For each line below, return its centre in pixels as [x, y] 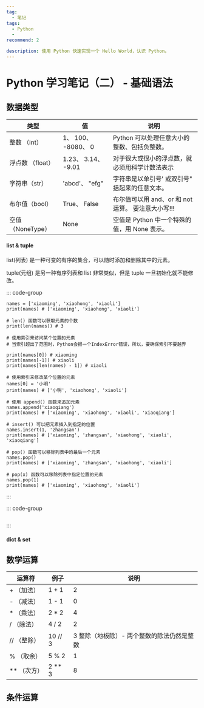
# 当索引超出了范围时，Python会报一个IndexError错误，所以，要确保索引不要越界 [96, 345]
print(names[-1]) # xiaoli [40, 360]
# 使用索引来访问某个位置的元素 [41, 338]
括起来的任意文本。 [141, 188]
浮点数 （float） [32, 163]
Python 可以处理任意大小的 [151, 137]
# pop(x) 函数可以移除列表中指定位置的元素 [55, 475]
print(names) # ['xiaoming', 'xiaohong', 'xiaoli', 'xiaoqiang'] [90, 413]
